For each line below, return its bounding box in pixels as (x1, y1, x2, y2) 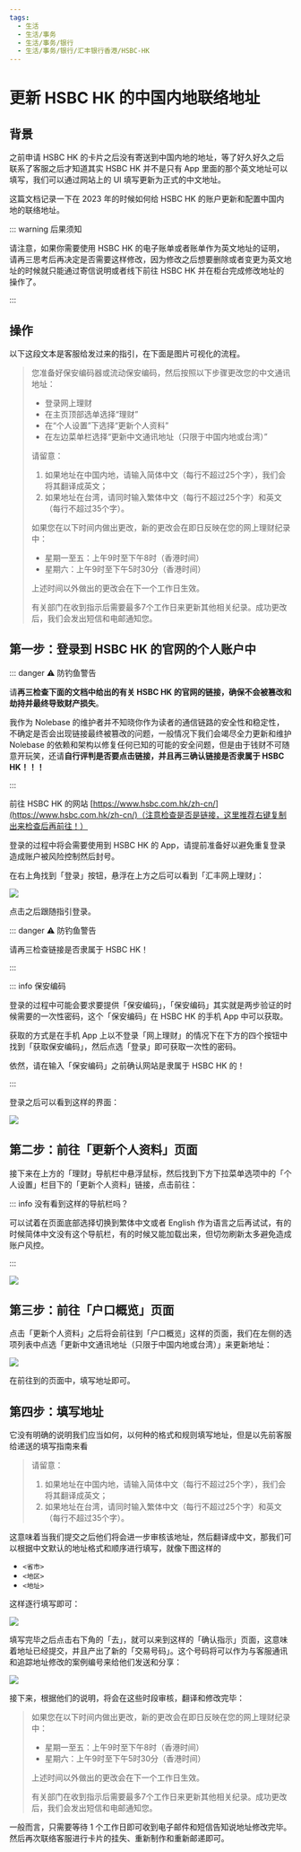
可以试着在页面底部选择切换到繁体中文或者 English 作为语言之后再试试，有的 (9, 1217, 292, 1228)
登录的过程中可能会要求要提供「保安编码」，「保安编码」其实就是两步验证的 (9, 999, 284, 1010)
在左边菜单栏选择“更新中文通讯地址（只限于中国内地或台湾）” (44, 431, 268, 442)
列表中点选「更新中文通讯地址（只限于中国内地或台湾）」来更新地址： (16, 1339, 272, 1350)
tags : (9, 13, 30, 22)
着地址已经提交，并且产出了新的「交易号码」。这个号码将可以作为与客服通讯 (9, 1646, 288, 1656)
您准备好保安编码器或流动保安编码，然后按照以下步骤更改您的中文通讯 (30, 367, 291, 378)
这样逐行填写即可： (9, 1599, 81, 1610)
